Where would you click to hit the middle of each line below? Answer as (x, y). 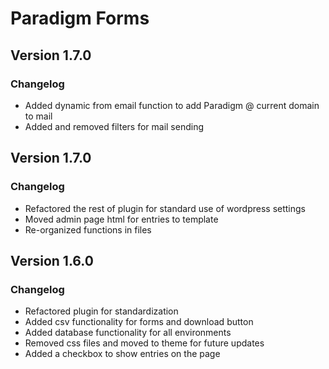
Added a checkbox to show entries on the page (122, 354)
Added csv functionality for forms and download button (139, 322)
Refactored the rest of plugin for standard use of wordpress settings (165, 208)
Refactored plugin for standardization (101, 311)
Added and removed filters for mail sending (114, 126)
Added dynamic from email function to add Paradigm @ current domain (172, 105)
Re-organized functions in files (88, 229)
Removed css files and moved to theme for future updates (144, 343)
